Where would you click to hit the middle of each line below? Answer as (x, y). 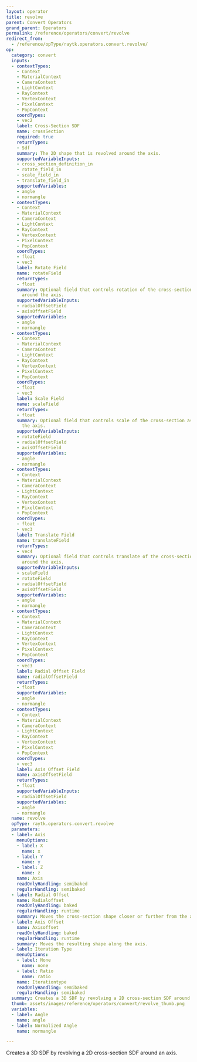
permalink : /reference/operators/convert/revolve (68, 33)
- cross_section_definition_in (55, 164)
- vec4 (25, 551)
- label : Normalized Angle (44, 1026)
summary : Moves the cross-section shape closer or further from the (102, 917)
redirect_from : (25, 39)
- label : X (30, 846)
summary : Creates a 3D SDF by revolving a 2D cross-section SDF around (101, 998)
